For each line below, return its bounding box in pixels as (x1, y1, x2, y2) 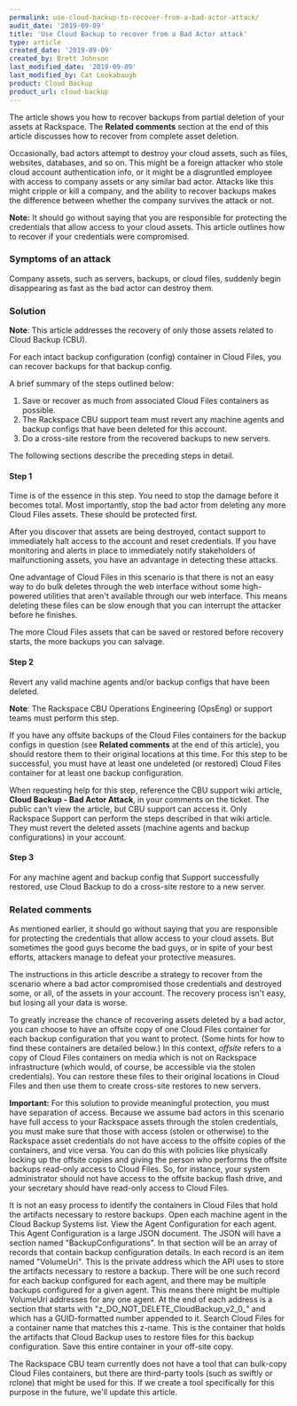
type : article (9, 37, 62, 47)
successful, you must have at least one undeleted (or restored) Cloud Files (9, 758, 282, 769)
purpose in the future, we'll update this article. (9, 1386, 178, 1397)
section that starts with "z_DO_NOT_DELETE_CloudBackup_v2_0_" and (9, 1304, 266, 1314)
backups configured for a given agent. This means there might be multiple (9, 1284, 280, 1295)
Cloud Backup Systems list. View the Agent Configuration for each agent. (9, 1219, 277, 1229)
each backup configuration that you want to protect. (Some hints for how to (9, 1033, 285, 1044)
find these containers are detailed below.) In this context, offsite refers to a (9, 1043, 282, 1053)
